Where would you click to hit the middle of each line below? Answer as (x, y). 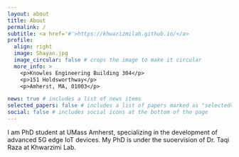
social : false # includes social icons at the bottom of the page (108, 112)
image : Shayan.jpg (41, 54)
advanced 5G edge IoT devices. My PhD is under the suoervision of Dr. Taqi (118, 139)
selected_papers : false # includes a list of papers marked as (103, 106)
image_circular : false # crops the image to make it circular (108, 60)
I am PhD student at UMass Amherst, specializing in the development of (113, 132)
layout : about (28, 14)
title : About (27, 21)
